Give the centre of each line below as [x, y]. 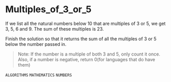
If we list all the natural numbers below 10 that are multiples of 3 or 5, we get [86, 23]
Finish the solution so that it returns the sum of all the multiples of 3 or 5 [81, 39]
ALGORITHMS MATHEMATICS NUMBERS [39, 75]
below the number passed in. [36, 44]
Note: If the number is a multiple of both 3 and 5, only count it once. [89, 54]
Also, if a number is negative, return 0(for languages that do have [87, 59]
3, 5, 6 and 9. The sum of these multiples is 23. [55, 29]
